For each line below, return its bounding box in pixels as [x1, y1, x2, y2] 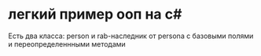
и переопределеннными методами [8, 39, 126, 48]
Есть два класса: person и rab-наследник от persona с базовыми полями [8, 31, 254, 40]
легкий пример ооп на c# [8, 5, 182, 23]
